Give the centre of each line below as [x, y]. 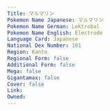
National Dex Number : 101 [44, 46]
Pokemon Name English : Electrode [55, 33]
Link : [15, 90]
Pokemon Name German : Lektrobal [53, 26]
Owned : [16, 97]
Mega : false [24, 71]
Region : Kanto [27, 52]
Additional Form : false [41, 65]
